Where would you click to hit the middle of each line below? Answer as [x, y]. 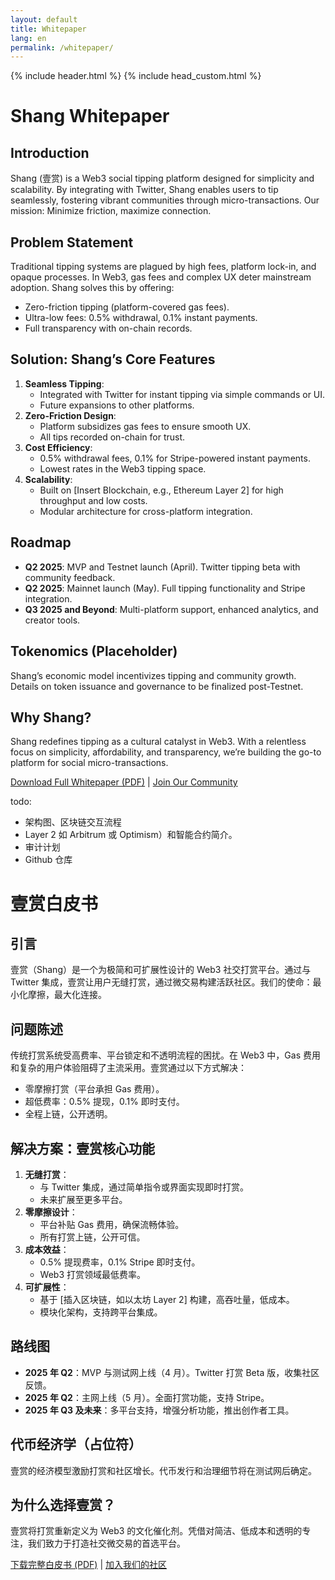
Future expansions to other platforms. [117, 405]
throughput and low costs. [93, 500]
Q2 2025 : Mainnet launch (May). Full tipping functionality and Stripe [165, 588]
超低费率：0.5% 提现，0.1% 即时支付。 [104, 1102]
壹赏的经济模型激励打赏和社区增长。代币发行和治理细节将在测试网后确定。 [163, 1470]
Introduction [50, 152]
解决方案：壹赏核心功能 [82, 1148]
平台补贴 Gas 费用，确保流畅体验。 [112, 1224]
